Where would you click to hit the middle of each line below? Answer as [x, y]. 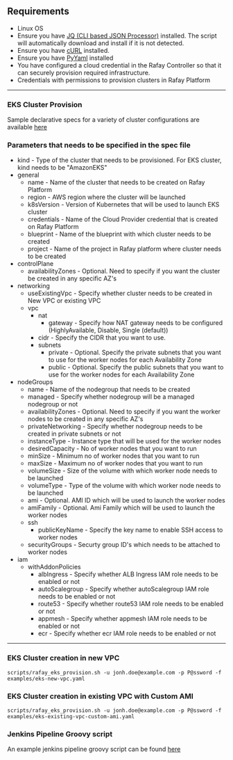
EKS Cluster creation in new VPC [63, 658]
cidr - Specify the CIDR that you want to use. [102, 338]
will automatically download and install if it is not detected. [101, 43]
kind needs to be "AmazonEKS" [62, 168]
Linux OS [30, 28]
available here [27, 127]
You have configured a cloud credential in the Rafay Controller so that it [119, 65]
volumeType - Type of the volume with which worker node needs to [124, 486]
